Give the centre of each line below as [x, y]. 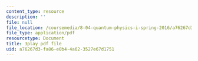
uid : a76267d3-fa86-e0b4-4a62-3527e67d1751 [60, 49]
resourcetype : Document [35, 38]
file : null [19, 22]
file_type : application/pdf [41, 33]
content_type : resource [35, 11]
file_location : [25, 28]
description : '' [26, 17]
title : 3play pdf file [34, 44]
